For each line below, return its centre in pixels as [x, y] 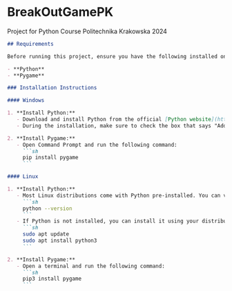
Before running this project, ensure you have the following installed [112, 56]
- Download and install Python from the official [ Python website [114, 120]
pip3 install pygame [52, 279]
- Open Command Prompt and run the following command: [97, 145]
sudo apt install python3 [60, 241]
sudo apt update [46, 234]
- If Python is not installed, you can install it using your [107, 221]
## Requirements [30, 44]
